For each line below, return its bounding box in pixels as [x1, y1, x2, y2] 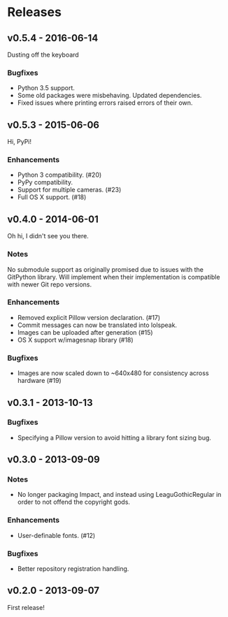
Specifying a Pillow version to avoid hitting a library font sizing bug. [17, 433, 212, 442]
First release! [7, 603, 45, 611]
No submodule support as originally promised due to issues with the [7, 265, 204, 273]
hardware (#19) [17, 377, 62, 385]
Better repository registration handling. [17, 565, 129, 573]
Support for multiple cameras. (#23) [17, 186, 122, 194]
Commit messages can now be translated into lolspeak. [17, 321, 177, 329]
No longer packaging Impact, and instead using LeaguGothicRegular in [17, 491, 222, 499]
